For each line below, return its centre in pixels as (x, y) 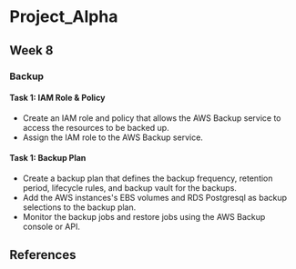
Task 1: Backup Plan (48, 158)
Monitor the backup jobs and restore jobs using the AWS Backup (144, 216)
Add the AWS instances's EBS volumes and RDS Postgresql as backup (155, 197)
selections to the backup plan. (79, 207)
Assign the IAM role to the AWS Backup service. (112, 137)
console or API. (51, 226)
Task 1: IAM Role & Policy (57, 98)
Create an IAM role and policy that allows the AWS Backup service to (152, 118)
